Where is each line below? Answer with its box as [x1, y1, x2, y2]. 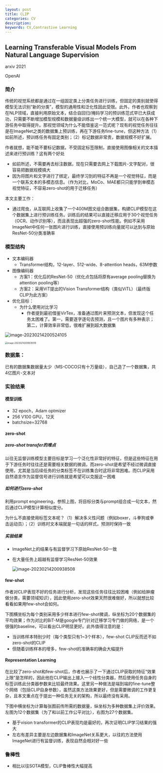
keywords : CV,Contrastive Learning [5, 25, 77, 30]
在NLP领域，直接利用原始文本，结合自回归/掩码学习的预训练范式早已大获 [5, 110, 151, 116]
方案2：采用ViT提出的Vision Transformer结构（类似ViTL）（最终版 [19, 286, 151, 292]
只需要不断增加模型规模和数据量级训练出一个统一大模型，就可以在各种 [13, 116, 154, 122]
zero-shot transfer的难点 [5, 442, 56, 448]
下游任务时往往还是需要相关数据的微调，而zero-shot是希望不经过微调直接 [9, 461, 157, 467]
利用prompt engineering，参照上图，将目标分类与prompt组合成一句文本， [5, 498, 153, 505]
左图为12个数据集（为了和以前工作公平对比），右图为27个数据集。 [5, 709, 136, 715]
